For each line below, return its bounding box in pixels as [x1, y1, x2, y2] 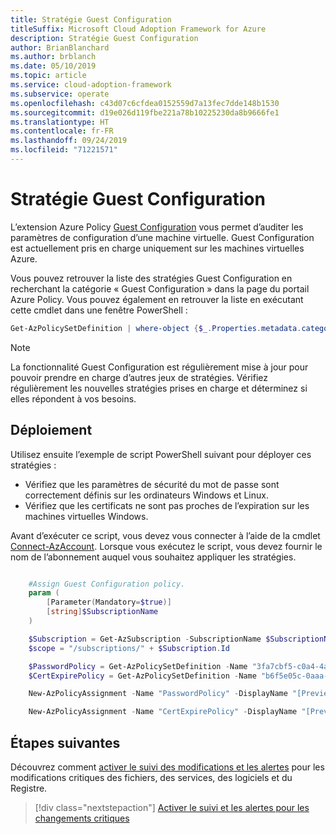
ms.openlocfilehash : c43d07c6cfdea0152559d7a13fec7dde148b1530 [10, 98, 280, 108]
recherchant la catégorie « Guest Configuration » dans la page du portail [10, 282, 310, 295]
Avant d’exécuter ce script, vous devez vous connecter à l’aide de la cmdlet [10, 529, 321, 541]
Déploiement [10, 422, 93, 439]
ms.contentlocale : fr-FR [10, 126, 114, 136]
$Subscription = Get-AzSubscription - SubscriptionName [28, 634, 262, 644]
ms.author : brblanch [10, 52, 97, 62]
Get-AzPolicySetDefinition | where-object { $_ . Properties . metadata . [10, 323, 302, 333]
